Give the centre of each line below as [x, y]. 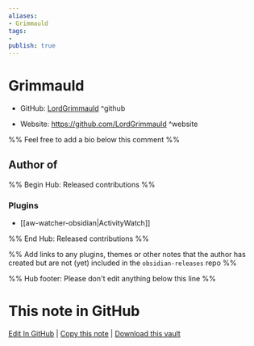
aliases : [23, 16]
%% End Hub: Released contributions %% [79, 238]
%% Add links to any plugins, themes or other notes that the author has [127, 255]
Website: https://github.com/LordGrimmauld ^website [109, 124]
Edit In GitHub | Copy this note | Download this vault [95, 334]
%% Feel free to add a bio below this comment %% [94, 140]
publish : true [32, 46]
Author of [33, 165]
